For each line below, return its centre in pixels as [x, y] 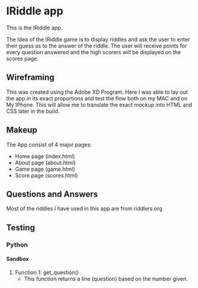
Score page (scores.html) [46, 175]
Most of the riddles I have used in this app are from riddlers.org [85, 209]
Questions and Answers [52, 194]
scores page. [22, 58]
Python [17, 245]
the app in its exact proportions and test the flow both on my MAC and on [97, 98]
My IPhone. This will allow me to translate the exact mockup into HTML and [99, 105]
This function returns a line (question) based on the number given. [106, 278]
